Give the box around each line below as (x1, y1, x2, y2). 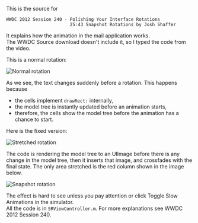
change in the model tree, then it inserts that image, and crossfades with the (6, 157, 193, 164)
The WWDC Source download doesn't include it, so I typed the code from (6, 39, 186, 45)
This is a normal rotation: (6, 56, 67, 63)
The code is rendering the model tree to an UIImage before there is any (6, 151, 180, 157)
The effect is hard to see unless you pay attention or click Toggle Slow (6, 192, 178, 199)
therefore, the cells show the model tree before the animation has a (14, 110, 179, 116)
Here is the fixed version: (6, 128, 68, 134)
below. (6, 169, 23, 176)
